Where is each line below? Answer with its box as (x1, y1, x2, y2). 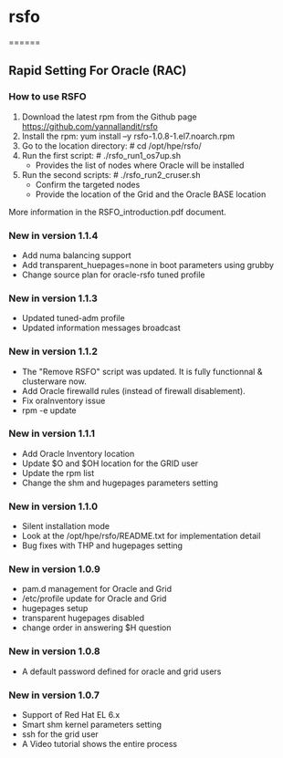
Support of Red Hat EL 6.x (21, 710, 121, 720)
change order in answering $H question (21, 622, 172, 633)
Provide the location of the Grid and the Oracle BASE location (35, 189, 267, 200)
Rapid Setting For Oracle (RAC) (8, 63, 187, 78)
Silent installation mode (21, 521, 110, 532)
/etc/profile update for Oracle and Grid (21, 593, 167, 604)
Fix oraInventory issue (21, 395, 106, 406)
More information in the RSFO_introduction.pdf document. (8, 206, 227, 217)
